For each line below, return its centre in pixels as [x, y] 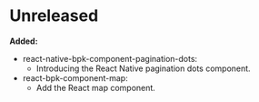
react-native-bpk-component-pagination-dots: [110, 58]
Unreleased [54, 16]
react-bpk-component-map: [75, 77]
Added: [24, 41]
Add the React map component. [96, 87]
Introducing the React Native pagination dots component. [144, 68]
